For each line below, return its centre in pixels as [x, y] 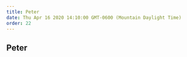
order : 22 [19, 23]
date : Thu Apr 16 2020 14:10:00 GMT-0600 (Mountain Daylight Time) [94, 18]
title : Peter [23, 12]
